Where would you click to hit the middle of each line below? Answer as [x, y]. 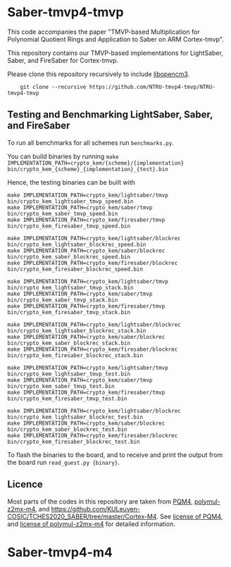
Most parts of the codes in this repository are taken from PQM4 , [100, 501]
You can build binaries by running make [63, 156]
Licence [25, 484]
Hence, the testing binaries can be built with [71, 182]
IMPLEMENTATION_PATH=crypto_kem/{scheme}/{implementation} [96, 163]
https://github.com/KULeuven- [96, 509]
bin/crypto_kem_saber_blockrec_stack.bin [69, 343]
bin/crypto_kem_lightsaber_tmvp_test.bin [69, 374]
